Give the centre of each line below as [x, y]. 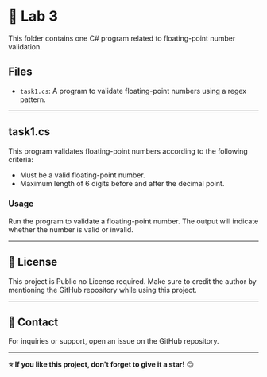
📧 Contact [33, 323]
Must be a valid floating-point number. [82, 175]
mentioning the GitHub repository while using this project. [103, 290]
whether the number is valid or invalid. [71, 229]
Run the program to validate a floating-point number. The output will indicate [133, 221]
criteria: [21, 159]
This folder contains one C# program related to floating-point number [122, 38]
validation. [25, 46]
